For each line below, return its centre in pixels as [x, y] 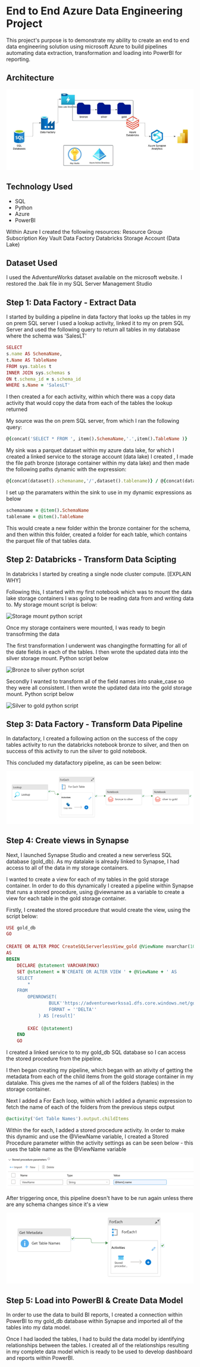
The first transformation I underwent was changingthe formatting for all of [97, 645]
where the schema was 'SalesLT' [47, 336]
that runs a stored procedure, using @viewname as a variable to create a [95, 892]
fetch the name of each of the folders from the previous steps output [90, 1107]
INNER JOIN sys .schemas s [38, 373]
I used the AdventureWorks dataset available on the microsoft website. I [94, 277]
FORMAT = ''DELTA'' [73, 1009]
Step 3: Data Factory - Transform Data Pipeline [95, 724]
